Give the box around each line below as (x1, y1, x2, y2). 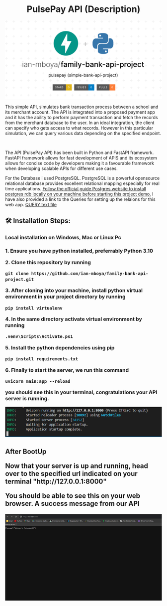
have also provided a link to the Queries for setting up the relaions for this (5, 196, 156, 202)
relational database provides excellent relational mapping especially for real (5, 180, 160, 186)
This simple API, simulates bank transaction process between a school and (5, 104, 159, 110)
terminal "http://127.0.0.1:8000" (5, 477, 107, 485)
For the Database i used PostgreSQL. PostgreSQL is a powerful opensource (5, 175, 160, 181)
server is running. (5, 395, 49, 402)
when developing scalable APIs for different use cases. (5, 165, 118, 171)
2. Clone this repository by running (5, 259, 91, 266)
